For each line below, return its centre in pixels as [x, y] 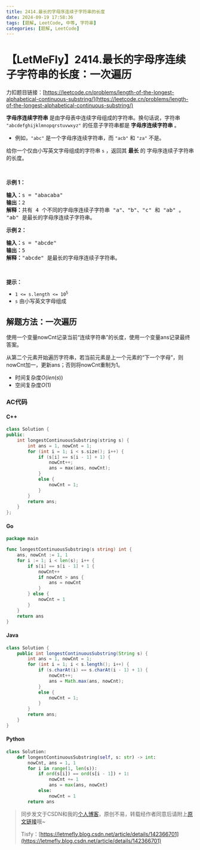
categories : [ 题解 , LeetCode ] [43, 28]
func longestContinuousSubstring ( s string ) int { [69, 550]
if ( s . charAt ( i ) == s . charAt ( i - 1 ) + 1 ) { [93, 670]
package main [22, 539]
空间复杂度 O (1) [33, 385]
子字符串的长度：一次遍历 [69, 75]
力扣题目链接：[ [26, 93]
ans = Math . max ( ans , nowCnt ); [86, 681]
